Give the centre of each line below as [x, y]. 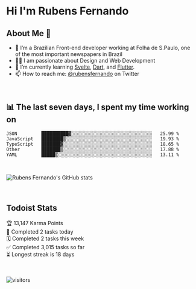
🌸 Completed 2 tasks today [40, 232]
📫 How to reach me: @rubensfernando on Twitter [77, 74]
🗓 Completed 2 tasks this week [45, 238]
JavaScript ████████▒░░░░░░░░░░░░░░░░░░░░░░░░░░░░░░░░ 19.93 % [93, 139]
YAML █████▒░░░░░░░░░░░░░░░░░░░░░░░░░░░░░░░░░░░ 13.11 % [93, 155]
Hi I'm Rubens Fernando [68, 11]
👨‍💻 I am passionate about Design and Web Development [85, 61]
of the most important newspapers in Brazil [68, 54]
